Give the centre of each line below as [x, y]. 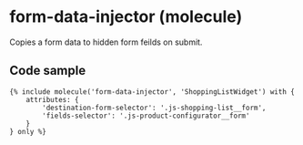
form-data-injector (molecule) [126, 17]
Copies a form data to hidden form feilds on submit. [106, 42]
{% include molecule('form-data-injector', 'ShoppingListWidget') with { [152, 92]
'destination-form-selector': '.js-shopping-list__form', [154, 108]
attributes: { [52, 99]
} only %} [28, 131]
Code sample [48, 71]
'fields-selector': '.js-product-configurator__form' [146, 116]
